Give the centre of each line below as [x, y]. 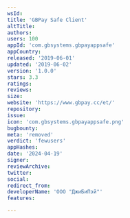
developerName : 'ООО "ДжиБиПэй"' [55, 192]
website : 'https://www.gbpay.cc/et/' [61, 103]
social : [18, 179]
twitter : [20, 173]
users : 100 [23, 39]
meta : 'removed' [30, 134]
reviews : [20, 90]
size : [15, 97]
